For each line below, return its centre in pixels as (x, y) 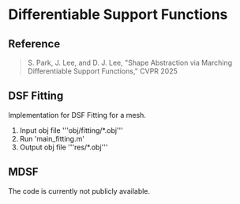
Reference (34, 44)
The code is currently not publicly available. (79, 191)
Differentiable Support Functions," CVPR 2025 (102, 71)
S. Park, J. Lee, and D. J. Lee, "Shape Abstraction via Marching (130, 62)
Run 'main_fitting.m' (52, 138)
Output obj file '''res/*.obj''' (64, 147)
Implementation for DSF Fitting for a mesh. (77, 115)
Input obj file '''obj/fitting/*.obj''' (71, 130)
